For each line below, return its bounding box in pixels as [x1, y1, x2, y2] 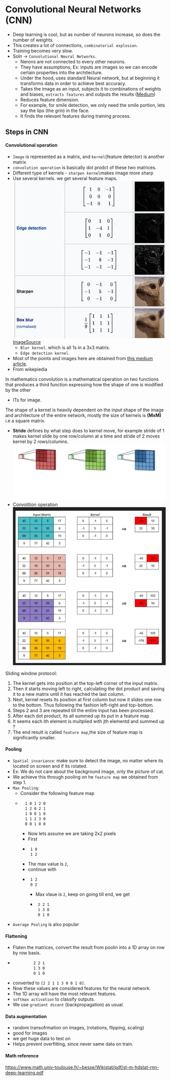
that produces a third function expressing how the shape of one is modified [5, 381, 163, 387]
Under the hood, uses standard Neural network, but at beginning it [20, 75, 160, 81]
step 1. [12, 779, 27, 785]
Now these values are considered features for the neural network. [12, 985, 151, 991]
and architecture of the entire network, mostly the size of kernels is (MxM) [5, 412, 162, 418]
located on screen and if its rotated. [12, 763, 88, 769]
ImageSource [12, 339, 41, 345]
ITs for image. [12, 396, 42, 403]
